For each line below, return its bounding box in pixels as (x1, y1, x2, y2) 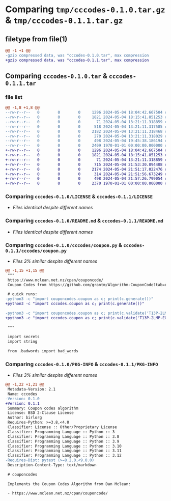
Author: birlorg (7, 415, 42, 421)
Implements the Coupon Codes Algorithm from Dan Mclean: (7, 481, 131, 487)
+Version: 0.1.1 (5, 401, 40, 406)
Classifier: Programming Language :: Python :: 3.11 (7, 448, 122, 454)
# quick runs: (7, 292, 38, 297)
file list (5, 93, 23, 100)
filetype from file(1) (5, 35, 68, 43)
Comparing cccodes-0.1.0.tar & (5, 72, 108, 80)
